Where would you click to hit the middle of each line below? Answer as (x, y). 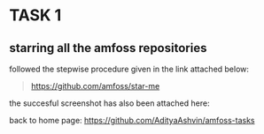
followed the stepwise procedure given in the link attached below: (129, 69)
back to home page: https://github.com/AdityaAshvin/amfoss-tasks (132, 120)
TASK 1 (35, 15)
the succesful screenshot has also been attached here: (109, 103)
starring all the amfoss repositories (108, 48)
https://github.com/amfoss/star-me (95, 86)
